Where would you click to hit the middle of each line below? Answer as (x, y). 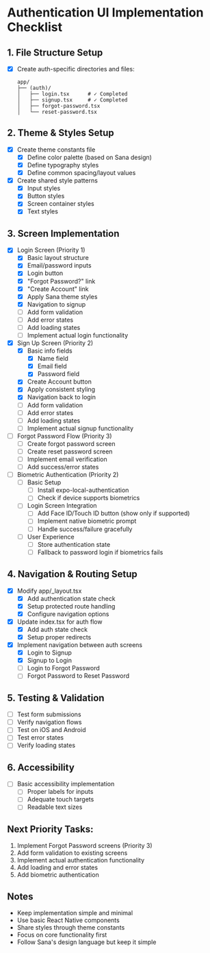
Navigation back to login (62, 397)
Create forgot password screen (71, 443)
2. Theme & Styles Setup (61, 133)
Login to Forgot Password (64, 668)
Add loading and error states (57, 868)
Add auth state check (57, 629)
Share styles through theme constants (71, 928)
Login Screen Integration (62, 506)
